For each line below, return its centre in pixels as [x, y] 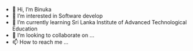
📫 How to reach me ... [40, 42]
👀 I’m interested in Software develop [57, 16]
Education [25, 29]
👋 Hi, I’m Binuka [32, 9]
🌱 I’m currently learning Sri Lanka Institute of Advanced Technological [99, 22]
